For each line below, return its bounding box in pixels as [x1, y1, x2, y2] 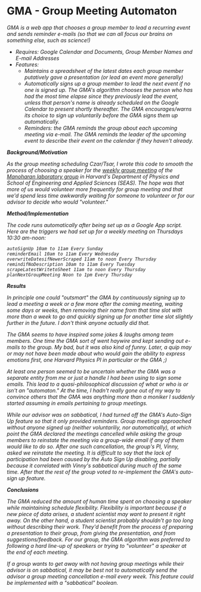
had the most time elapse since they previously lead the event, [24, 93, 178, 100]
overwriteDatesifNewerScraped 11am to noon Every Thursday [7, 256, 157, 262]
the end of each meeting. [7, 548, 69, 556]
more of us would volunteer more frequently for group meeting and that [7, 185, 183, 192]
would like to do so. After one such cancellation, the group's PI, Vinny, [7, 443, 180, 450]
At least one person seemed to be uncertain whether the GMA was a [7, 367, 176, 375]
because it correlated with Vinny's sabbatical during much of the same [7, 462, 182, 469]
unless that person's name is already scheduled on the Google [24, 99, 180, 106]
